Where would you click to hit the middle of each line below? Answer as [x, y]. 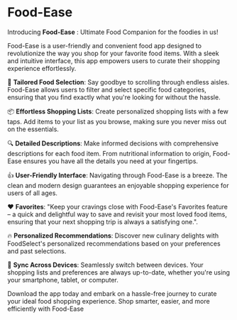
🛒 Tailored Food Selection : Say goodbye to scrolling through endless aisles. [118, 82]
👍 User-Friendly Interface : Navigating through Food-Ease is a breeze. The [117, 175]
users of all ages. [33, 193]
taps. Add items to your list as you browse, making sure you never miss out [117, 121]
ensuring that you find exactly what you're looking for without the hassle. [114, 97]
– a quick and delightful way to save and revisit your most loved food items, [117, 214]
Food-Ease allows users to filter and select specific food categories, [107, 89]
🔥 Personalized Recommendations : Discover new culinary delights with [113, 236]
